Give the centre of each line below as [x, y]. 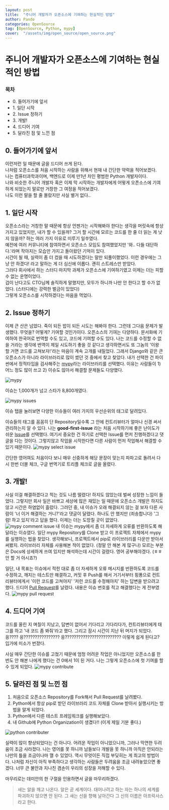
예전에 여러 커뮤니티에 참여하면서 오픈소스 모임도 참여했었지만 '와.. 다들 [75, 245]
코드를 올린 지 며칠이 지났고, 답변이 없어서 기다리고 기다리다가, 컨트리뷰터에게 [81, 624]
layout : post [19, 10]
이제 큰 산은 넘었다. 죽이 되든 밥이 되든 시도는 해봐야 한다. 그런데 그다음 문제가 [81, 326]
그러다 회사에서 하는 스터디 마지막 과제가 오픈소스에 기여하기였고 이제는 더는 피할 [84, 270]
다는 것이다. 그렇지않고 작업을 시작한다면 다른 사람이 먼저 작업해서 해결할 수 [88, 440]
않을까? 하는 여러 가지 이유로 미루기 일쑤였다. [55, 238]
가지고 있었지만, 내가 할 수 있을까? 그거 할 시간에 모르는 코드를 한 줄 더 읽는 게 [81, 232]
